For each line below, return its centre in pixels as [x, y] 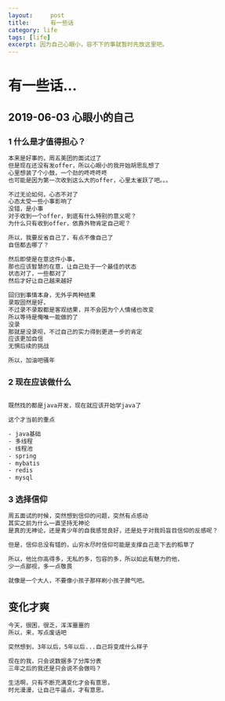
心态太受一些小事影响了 [40, 202]
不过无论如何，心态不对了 [43, 194]
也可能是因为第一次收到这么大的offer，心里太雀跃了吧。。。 [90, 180]
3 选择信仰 [28, 499]
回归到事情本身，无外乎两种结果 [52, 295]
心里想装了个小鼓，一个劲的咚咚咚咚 [58, 173]
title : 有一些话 [41, 23]
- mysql [21, 478]
